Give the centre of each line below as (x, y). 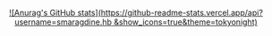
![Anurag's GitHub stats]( (55, 13)
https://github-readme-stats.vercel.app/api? (182, 13)
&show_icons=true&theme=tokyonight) (186, 22)
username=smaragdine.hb (63, 22)
